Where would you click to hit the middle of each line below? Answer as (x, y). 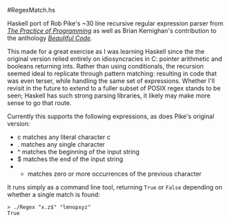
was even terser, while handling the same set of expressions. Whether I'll (111, 81)
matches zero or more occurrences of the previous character (114, 174)
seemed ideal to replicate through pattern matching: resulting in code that (112, 73)
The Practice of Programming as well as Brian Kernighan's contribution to (112, 31)
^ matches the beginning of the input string (78, 152)
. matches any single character (61, 144)
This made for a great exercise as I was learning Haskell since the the (106, 52)
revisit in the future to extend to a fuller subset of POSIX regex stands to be (114, 88)
